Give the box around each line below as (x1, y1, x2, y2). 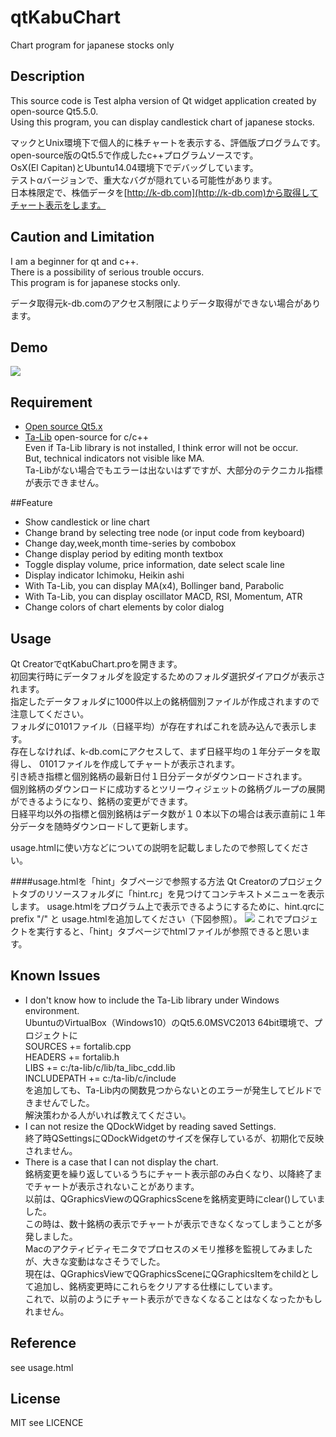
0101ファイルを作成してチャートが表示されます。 (38, 758, 241, 770)
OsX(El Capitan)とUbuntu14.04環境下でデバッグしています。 (10, 161, 259, 173)
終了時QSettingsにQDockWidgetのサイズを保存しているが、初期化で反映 (24, 1132, 325, 1144)
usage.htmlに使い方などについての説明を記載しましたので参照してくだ (10, 842, 301, 853)
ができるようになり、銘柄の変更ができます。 (10, 796, 193, 807)
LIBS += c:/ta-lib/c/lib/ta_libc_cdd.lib (24, 1061, 176, 1073)
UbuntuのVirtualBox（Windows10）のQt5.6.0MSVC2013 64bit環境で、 (24, 1016, 315, 1028)
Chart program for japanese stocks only (10, 39, 175, 51)
